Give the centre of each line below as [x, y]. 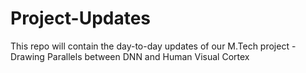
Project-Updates [81, 18]
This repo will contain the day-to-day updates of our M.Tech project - [153, 46]
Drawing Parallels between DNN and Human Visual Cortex [130, 56]
